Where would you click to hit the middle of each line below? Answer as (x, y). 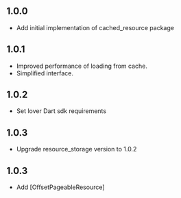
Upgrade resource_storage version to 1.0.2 (76, 149)
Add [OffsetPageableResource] (60, 187)
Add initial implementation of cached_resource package (95, 27)
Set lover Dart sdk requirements (61, 111)
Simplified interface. (45, 73)
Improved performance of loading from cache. (82, 66)
